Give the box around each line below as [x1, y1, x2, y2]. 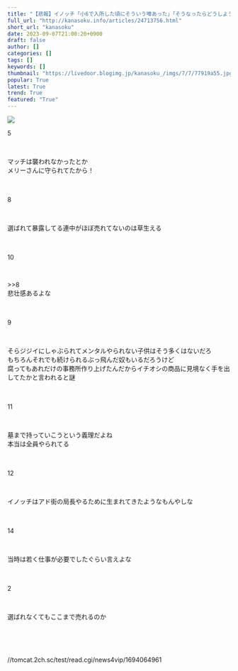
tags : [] [7, 57, 33, 64]
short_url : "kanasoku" [7, 23, 74, 30]
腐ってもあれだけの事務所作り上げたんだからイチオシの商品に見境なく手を [7, 365, 225, 372]
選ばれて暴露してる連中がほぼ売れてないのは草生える [7, 224, 162, 232]
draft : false [7, 37, 46, 44]
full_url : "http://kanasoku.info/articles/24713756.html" [7, 17, 182, 24]
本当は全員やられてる [7, 440, 69, 448]
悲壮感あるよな [7, 289, 51, 297]
